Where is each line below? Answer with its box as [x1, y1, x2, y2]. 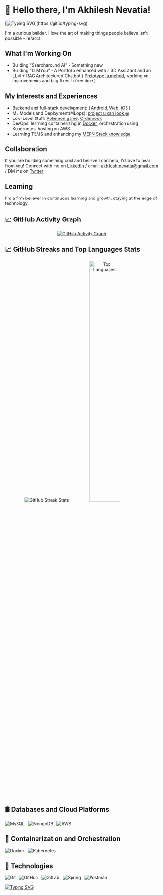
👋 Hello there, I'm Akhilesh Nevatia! [5, 4, 151, 16]
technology [5, 200, 28, 206]
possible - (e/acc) [5, 35, 41, 41]
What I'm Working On [5, 49, 72, 58]
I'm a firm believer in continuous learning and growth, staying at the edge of [5, 195, 157, 201]
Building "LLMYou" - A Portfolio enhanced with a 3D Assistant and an [12, 67, 151, 73]
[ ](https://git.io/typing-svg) [5, 20, 88, 26]
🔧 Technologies [5, 862, 53, 870]
